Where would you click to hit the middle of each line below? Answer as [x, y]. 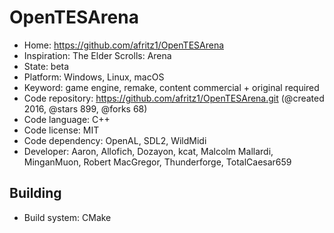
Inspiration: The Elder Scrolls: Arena [97, 55]
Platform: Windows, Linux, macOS [94, 77]
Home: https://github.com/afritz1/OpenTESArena [124, 45]
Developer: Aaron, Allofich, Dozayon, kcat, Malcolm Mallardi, [148, 151]
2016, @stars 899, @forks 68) [85, 108]
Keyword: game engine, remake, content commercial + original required [171, 87]
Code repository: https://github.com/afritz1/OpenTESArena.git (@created [174, 98]
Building [35, 193]
